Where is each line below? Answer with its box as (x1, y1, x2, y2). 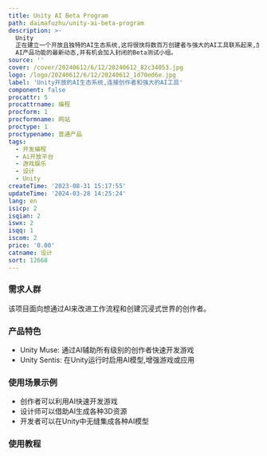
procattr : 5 (8, 93, 48, 101)
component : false (8, 85, 66, 94)
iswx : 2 (8, 219, 34, 227)
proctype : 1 (8, 123, 48, 131)
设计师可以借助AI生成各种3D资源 (19, 407, 128, 416)
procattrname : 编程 (8, 100, 71, 108)
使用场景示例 (8, 377, 58, 388)
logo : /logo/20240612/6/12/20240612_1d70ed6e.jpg (8, 71, 177, 79)
